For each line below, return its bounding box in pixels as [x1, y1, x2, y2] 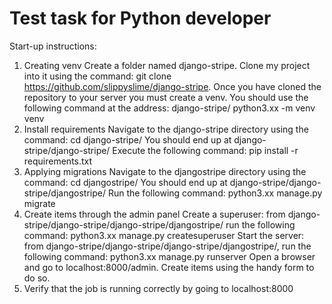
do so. [23, 272, 51, 284]
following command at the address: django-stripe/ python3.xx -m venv [23, 102, 316, 114]
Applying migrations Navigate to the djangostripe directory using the [23, 165, 307, 177]
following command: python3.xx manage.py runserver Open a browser [23, 250, 316, 262]
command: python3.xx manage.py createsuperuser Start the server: [23, 229, 305, 241]
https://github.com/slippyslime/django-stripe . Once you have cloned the [23, 80, 322, 92]
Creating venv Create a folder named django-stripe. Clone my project [23, 59, 311, 71]
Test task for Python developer [9, 7, 272, 30]
